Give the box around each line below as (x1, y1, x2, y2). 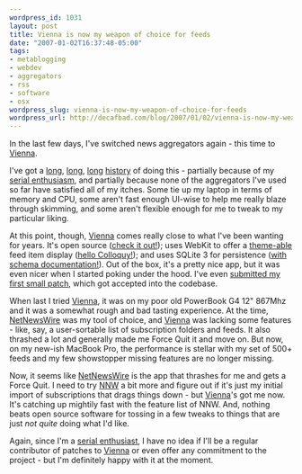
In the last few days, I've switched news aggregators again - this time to (9, 139, 276, 149)
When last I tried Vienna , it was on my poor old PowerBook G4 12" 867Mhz (9, 296, 287, 307)
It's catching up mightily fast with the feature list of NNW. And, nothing (9, 399, 271, 410)
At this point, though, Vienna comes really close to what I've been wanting (9, 230, 284, 241)
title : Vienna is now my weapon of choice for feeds (9, 30, 211, 39)
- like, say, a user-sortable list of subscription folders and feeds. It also (9, 325, 271, 335)
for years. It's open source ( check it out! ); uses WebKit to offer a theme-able (9, 240, 292, 251)
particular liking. (9, 213, 69, 224)
